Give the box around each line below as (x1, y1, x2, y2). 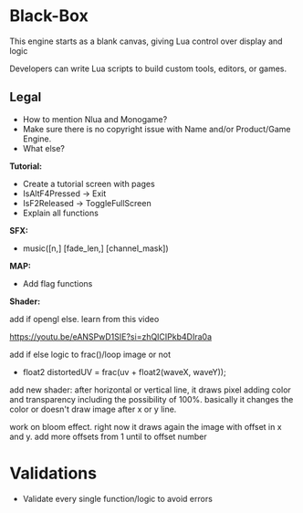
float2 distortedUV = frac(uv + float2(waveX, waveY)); (22, 366, 226, 377)
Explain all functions (22, 207, 99, 218)
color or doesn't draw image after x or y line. (9, 403, 177, 414)
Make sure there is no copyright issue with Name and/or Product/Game (22, 123, 291, 134)
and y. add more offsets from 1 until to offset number (9, 431, 207, 442)
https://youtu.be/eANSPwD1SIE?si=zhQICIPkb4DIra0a (9, 330, 213, 342)
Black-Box (9, 5, 89, 26)
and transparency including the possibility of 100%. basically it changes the (9, 393, 294, 404)
